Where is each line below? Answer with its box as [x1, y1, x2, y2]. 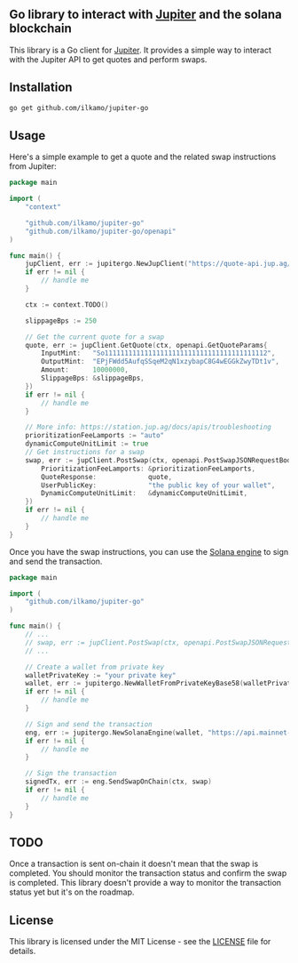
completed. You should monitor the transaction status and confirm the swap [9, 868, 287, 879]
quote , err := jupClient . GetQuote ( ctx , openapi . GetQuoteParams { [25, 341, 268, 349]
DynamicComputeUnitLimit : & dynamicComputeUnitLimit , [41, 489, 248, 498]
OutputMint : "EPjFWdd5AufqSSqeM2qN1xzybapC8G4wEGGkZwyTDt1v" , [41, 357, 279, 366]
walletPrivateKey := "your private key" [25, 670, 176, 679]
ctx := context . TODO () [25, 300, 109, 309]
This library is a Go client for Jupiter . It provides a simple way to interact [9, 44, 272, 55]
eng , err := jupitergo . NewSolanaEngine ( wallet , [25, 728, 204, 737]
